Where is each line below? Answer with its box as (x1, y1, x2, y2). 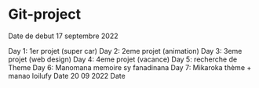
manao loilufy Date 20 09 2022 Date (8, 71, 126, 80)
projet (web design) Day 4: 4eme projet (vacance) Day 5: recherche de (8, 55, 238, 64)
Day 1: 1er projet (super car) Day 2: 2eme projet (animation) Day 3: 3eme (8, 46, 243, 55)
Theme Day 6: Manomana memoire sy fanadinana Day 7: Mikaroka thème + (8, 62, 252, 72)
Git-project (8, 5, 82, 23)
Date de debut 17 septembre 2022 (8, 31, 119, 40)
